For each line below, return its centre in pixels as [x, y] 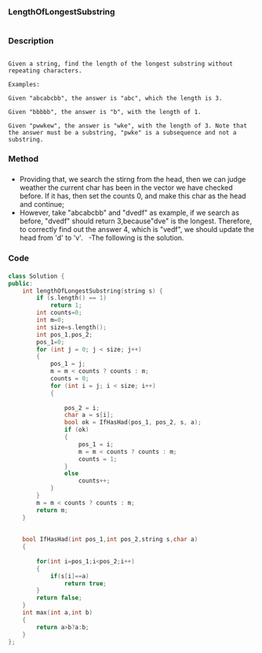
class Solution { [36, 276]
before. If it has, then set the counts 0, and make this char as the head [133, 196]
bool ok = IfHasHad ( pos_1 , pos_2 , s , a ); [133, 422]
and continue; [42, 205]
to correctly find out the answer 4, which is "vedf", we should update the [137, 230]
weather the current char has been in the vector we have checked [126, 188]
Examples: [24, 84]
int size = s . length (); [72, 327]
